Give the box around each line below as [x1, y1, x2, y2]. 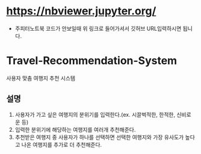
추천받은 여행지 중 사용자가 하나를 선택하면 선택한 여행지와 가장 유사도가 [14, 134, 184, 141]
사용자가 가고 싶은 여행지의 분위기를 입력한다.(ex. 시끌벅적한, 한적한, [14, 111, 176, 118]
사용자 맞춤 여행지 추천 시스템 [6, 74, 76, 82]
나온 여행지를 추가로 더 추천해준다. [21, 141, 102, 148]
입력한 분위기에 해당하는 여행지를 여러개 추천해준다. [14, 126, 136, 133]
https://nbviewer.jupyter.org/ [6, 4, 156, 18]
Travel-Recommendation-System [6, 54, 178, 67]
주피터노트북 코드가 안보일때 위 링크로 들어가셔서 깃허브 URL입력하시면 [14, 25, 182, 32]
